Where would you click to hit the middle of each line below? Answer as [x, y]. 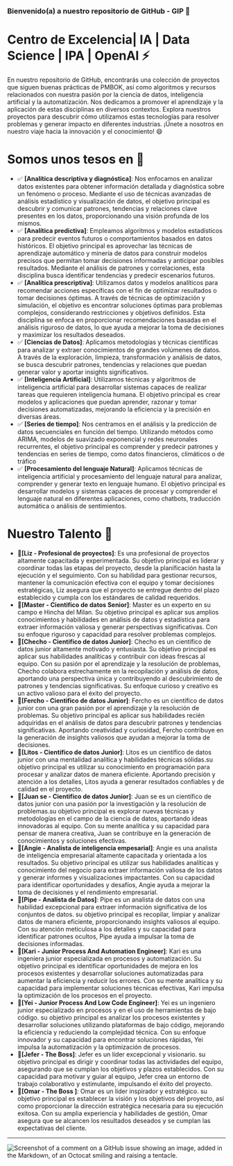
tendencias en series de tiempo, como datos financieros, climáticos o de [121, 454]
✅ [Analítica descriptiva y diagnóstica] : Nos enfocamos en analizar [115, 178]
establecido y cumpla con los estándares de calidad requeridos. [109, 597]
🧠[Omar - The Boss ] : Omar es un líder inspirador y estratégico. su [112, 1091]
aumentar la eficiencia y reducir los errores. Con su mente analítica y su [120, 980]
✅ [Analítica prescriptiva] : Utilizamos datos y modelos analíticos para [118, 282]
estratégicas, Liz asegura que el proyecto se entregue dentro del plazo [118, 590]
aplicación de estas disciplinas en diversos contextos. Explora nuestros [109, 109]
